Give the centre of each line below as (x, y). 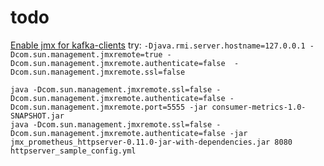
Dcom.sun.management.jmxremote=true (86, 54)
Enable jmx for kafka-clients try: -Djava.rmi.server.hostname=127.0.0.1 (158, 45)
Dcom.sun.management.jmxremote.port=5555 (98, 107)
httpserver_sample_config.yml (73, 151)
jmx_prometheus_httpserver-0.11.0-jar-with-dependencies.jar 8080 (151, 142)
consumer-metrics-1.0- (259, 107)
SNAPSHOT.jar (37, 116)
